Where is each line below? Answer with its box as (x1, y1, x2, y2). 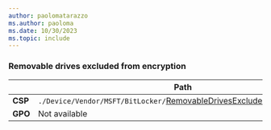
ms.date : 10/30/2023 (8, 26, 78, 35)
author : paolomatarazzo (8, 11, 89, 20)
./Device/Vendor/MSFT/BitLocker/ (37, 96, 167, 105)
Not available (37, 108, 88, 119)
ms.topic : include (8, 34, 70, 43)
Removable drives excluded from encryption (8, 61, 187, 72)
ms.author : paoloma (8, 19, 74, 27)
